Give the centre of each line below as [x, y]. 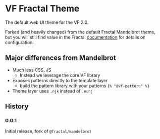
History [17, 107]
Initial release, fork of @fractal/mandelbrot [48, 131]
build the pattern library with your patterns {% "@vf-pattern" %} [84, 86]
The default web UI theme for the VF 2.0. [47, 22]
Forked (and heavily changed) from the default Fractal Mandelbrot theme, [80, 32]
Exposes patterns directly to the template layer [60, 80]
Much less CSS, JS [32, 70]
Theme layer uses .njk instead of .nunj [53, 91]
